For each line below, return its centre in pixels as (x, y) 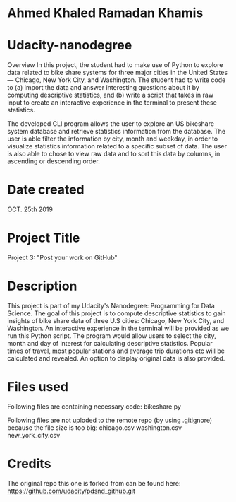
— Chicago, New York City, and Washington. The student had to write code (117, 80)
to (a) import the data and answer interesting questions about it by (103, 88)
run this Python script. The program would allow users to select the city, (112, 335)
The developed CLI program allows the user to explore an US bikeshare (111, 124)
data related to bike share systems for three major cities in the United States (117, 73)
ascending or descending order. (54, 161)
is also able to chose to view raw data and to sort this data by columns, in (114, 154)
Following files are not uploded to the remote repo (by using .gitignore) (110, 420)
